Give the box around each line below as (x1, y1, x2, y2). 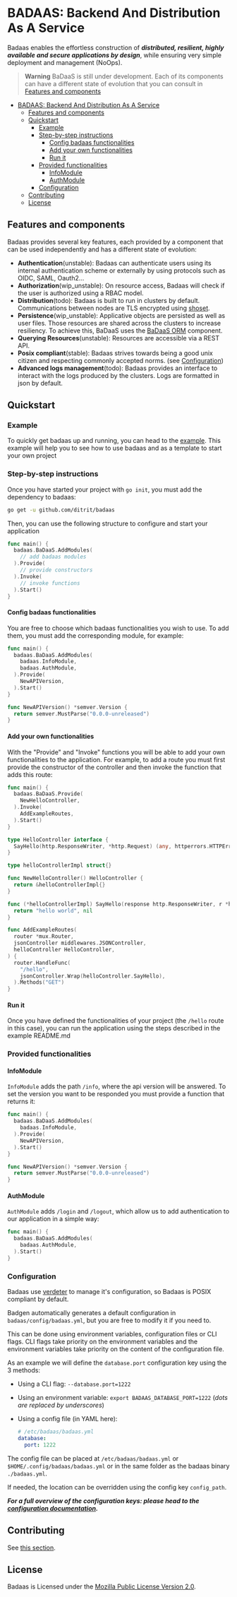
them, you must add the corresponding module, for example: (7, 631, 184, 640)
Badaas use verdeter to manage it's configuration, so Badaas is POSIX (7, 1288, 212, 1296)
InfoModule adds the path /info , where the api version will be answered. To (7, 1082, 226, 1091)
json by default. (17, 379, 63, 387)
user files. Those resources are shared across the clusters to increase (17, 319, 221, 327)
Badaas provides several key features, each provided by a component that (7, 237, 224, 246)
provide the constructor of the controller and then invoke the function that (7, 763, 222, 771)
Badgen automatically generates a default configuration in (7, 1309, 176, 1317)
